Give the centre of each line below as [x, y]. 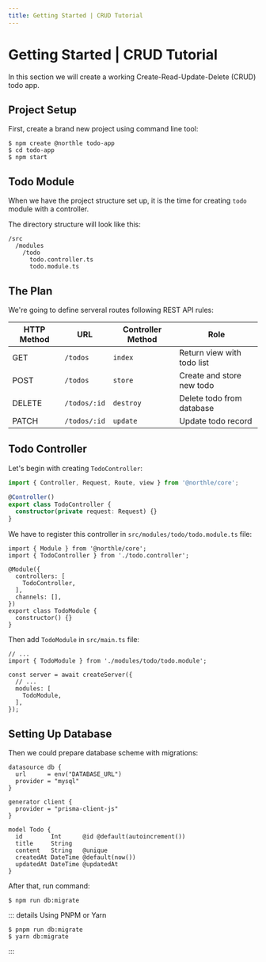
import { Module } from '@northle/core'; [78, 549]
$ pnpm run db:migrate [46, 930]
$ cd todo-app [32, 150]
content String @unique [62, 850]
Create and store [210, 375]
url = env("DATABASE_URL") [69, 774]
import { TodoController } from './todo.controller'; [99, 556]
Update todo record [216, 421]
